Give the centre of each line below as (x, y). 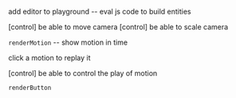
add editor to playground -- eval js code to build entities (100, 12)
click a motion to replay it (49, 58)
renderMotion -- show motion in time (68, 42)
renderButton (30, 88)
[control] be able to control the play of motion (83, 73)
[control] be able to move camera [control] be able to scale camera (118, 27)
